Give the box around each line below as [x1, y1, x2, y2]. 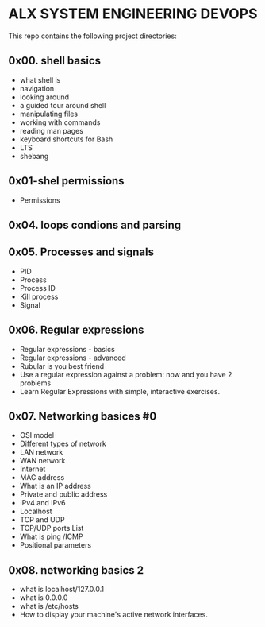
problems [19, 378, 52, 388]
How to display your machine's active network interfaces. [19, 610, 208, 620]
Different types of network [19, 439, 107, 449]
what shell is [19, 75, 61, 84]
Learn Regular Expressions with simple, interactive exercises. [19, 386, 221, 396]
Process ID [19, 283, 56, 292]
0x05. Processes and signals [8, 246, 155, 259]
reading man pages [19, 126, 83, 135]
